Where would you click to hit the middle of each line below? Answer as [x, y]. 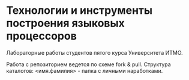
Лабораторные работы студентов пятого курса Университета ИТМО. [94, 52]
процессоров [41, 36]
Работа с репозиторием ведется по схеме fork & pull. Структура [88, 64]
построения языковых [65, 23]
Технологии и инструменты [79, 11]
